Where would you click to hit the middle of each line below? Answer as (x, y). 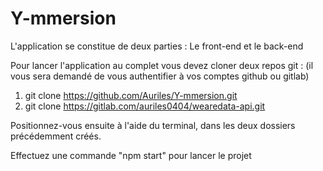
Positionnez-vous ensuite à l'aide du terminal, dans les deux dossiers (153, 125)
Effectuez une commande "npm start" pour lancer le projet (131, 155)
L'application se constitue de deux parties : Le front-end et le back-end (157, 46)
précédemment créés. (56, 136)
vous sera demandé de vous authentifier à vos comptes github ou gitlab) (160, 76)
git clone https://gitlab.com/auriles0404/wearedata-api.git (145, 106)
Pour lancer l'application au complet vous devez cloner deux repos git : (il (162, 65)
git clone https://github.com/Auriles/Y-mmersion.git (131, 95)
